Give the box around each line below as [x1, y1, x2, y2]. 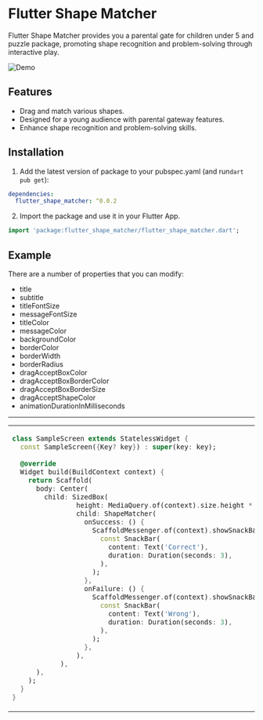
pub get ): [19, 174, 49, 185]
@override [20, 459, 57, 468]
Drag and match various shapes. [19, 106, 125, 115]
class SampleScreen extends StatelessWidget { [12, 434, 189, 443]
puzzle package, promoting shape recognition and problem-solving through [8, 38, 253, 48]
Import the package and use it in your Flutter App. [19, 211, 181, 221]
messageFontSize [19, 309, 77, 319]
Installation [8, 146, 64, 159]
